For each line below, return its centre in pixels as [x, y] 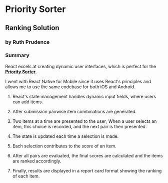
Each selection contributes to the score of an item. [64, 146]
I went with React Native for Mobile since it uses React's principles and [78, 81]
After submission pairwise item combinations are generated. [74, 111]
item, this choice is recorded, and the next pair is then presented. [79, 126]
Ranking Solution [32, 28]
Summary [17, 55]
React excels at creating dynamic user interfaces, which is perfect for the [81, 66]
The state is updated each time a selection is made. [65, 136]
